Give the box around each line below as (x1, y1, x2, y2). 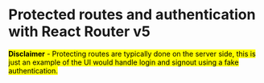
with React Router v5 (8, 22, 151, 41)
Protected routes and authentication (8, 6, 256, 24)
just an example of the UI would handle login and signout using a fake (8, 57, 239, 67)
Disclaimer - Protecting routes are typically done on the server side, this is (8, 49, 256, 58)
